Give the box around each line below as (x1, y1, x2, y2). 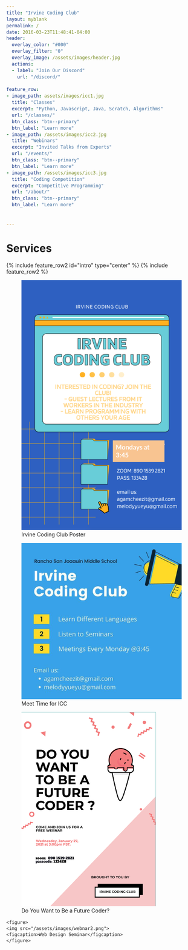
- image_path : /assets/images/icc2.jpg (6, 131, 107, 138)
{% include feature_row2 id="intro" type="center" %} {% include (6, 261, 168, 269)
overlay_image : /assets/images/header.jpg (11, 55, 120, 61)
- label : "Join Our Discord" (11, 67, 85, 73)
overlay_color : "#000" (11, 42, 69, 48)
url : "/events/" (11, 150, 53, 157)
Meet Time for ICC (21, 700, 68, 707)
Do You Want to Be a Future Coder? (21, 907, 110, 914)
